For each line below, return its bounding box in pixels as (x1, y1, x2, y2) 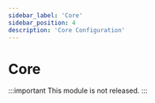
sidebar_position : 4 (8, 19, 77, 27)
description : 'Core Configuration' (8, 26, 126, 34)
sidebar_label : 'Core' (8, 11, 83, 20)
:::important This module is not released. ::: (8, 86, 148, 95)
